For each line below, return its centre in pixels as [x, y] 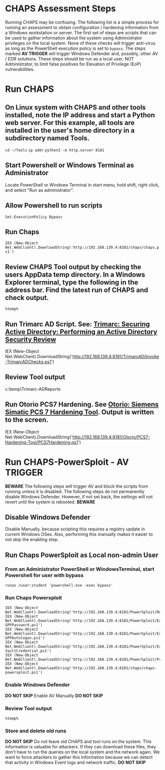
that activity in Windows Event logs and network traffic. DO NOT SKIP [75, 763]
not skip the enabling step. [32, 540]
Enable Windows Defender [38, 685]
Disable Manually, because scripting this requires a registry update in [75, 529]
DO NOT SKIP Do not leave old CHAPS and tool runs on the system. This [78, 741]
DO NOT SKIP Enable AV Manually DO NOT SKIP [54, 695]
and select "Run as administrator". [40, 190]
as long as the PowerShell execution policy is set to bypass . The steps [75, 48]
